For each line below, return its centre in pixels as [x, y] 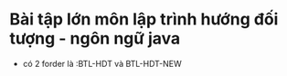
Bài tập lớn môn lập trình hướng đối [144, 19]
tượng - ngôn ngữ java [95, 38]
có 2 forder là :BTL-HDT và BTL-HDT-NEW [102, 63]
